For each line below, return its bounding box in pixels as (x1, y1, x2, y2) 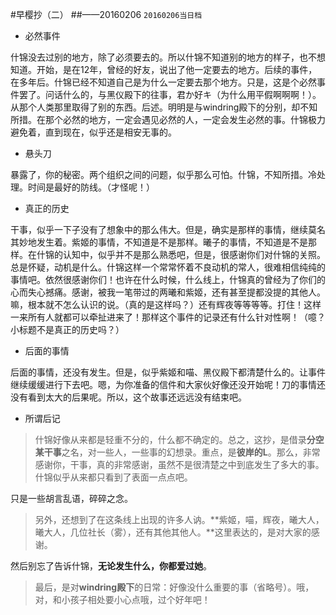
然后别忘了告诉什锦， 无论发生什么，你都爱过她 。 (10, 560, 212, 572)
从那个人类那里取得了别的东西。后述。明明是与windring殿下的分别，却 (10, 101, 301, 113)
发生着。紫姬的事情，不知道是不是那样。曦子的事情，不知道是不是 (36, 236, 308, 248)
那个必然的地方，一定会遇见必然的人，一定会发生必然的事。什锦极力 (44, 114, 326, 125)
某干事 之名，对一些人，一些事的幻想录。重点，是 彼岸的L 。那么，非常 (34, 446, 321, 458)
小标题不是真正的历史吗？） (10, 324, 125, 335)
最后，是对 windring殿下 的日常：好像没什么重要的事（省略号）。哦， (34, 581, 315, 593)
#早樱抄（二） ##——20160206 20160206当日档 (10, 9, 203, 20)
